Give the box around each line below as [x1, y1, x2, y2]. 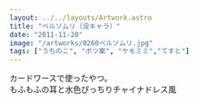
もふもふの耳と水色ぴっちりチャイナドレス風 [9, 84, 177, 95]
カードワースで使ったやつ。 [9, 73, 113, 84]
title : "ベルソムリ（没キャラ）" [9, 22, 121, 31]
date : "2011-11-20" [9, 30, 84, 39]
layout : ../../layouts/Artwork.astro [9, 13, 153, 23]
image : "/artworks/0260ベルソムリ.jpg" [9, 38, 153, 48]
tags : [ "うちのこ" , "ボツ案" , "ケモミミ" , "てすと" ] [9, 47, 190, 56]
